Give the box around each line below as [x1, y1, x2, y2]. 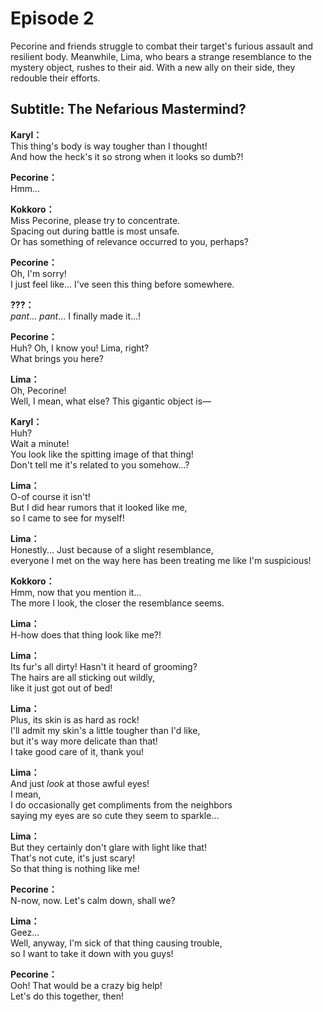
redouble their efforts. [10, 72, 101, 84]
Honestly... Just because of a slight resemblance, [10, 543, 214, 556]
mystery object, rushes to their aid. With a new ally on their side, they [10, 61, 296, 73]
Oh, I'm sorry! [10, 267, 67, 279]
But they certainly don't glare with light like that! [10, 841, 207, 853]
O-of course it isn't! [10, 490, 91, 502]
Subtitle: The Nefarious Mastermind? [10, 101, 247, 118]
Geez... [10, 926, 40, 938]
